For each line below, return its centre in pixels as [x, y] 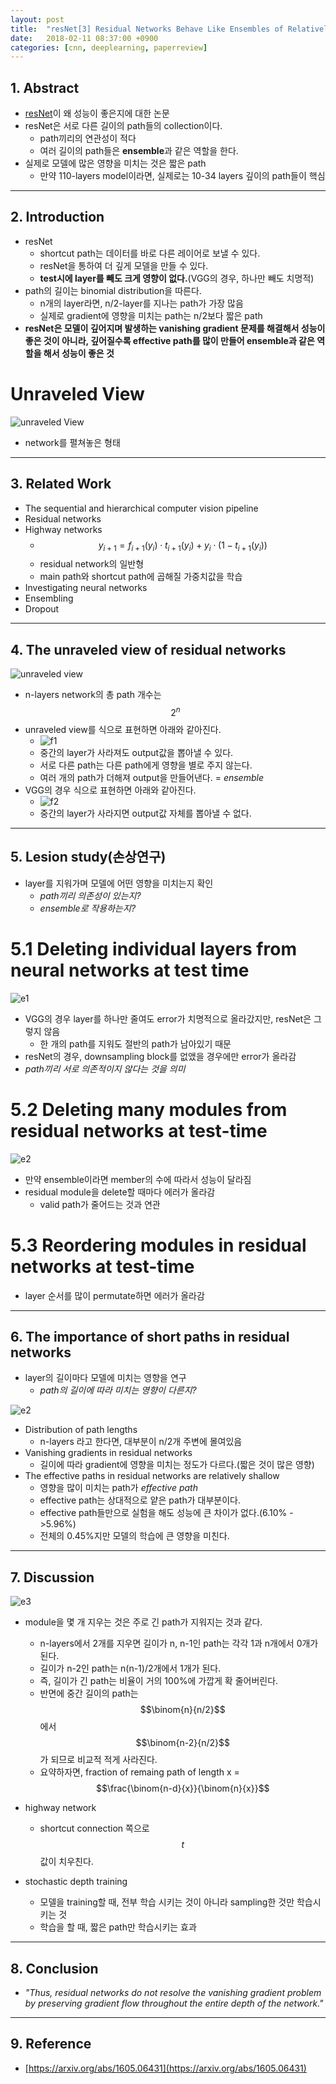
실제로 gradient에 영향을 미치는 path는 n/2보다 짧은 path [151, 315]
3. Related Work [61, 484]
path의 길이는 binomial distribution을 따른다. [113, 290]
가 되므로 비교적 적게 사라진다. [98, 1760]
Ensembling [49, 598]
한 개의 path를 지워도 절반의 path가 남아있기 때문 [135, 1043]
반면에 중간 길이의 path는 [89, 1693]
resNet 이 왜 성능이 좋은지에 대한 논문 [97, 113]
